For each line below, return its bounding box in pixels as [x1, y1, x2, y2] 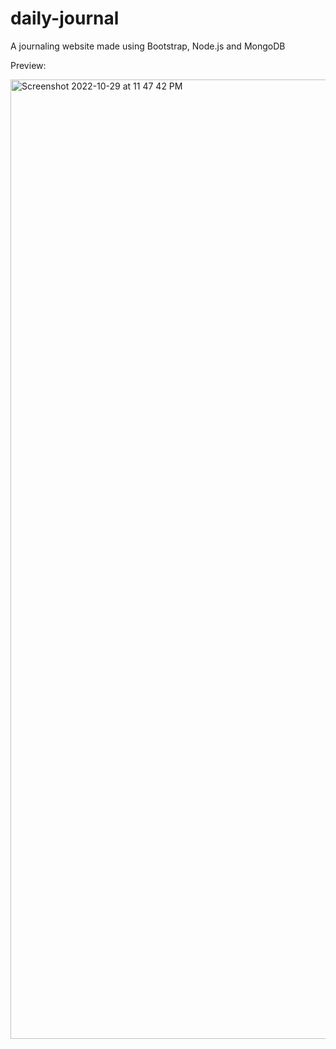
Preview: [10, 59, 47, 71]
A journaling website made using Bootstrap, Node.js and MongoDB [10, 40, 286, 52]
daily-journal [10, 7, 120, 30]
